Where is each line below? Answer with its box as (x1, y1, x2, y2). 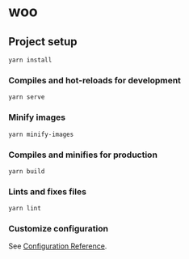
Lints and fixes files (8, 185, 87, 197)
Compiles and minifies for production (8, 149, 157, 160)
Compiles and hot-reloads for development (8, 74, 182, 86)
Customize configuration (8, 223, 109, 235)
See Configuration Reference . (8, 241, 107, 251)
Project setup (8, 35, 78, 49)
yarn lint (8, 205, 42, 213)
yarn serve (8, 93, 45, 101)
